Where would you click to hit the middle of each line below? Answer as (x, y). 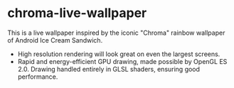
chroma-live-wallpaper (77, 13)
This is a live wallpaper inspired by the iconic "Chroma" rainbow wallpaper (116, 33)
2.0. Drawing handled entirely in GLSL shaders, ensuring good (109, 69)
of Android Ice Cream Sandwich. (55, 40)
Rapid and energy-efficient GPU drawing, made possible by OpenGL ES (122, 61)
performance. (38, 77)
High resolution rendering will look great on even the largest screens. (119, 54)
